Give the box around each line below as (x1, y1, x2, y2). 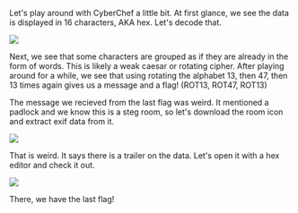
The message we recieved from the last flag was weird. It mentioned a (9, 98, 269, 107)
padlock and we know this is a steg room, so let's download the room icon (9, 106, 284, 117)
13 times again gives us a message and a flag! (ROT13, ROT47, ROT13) (9, 80, 267, 90)
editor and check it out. (9, 160, 96, 170)
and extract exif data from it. (9, 116, 115, 126)
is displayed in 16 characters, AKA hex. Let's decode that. (9, 17, 223, 28)
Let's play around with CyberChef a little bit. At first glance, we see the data (9, 8, 290, 18)
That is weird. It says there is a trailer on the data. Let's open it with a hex (9, 150, 280, 160)
